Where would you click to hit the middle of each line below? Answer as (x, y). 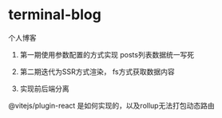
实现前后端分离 (44, 88)
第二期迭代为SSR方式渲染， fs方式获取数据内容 (97, 71)
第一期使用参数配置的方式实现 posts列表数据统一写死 (107, 54)
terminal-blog (55, 15)
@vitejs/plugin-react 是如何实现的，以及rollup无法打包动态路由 (111, 105)
